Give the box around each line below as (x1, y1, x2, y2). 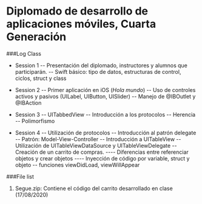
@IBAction (15, 99, 42, 107)
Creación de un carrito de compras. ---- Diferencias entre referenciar (15, 148, 189, 156)
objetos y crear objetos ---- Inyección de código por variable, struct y (15, 154, 190, 162)
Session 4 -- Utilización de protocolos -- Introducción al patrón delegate (15, 129, 197, 136)
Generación (6, 30, 67, 44)
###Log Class (6, 50, 41, 57)
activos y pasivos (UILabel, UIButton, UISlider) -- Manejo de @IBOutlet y (15, 93, 196, 100)
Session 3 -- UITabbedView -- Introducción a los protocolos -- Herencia (15, 111, 196, 118)
